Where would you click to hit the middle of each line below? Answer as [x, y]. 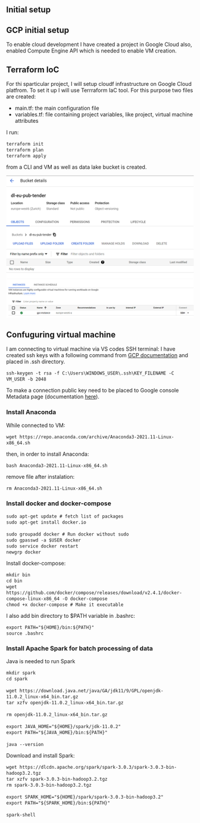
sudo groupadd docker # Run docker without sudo [68, 534]
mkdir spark [21, 673]
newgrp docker [24, 552]
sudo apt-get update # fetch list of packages [65, 516]
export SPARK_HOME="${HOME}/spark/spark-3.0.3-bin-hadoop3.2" [85, 797]
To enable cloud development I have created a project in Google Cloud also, [99, 45]
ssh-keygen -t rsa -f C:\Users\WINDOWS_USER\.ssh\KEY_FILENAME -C [90, 373]
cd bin [14, 581]
